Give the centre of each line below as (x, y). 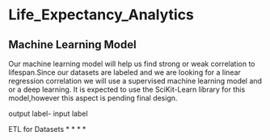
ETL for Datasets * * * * (47, 129)
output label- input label (48, 113)
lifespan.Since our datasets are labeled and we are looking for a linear (124, 72)
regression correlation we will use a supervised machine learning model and (135, 81)
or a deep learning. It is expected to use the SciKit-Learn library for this (127, 89)
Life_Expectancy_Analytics (101, 15)
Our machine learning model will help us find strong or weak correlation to (132, 64)
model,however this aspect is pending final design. (93, 98)
